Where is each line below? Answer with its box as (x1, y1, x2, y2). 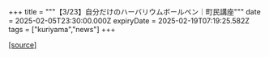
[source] (8, 40, 37, 50)
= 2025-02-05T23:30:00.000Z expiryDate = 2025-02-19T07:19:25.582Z (8, 16, 250, 26)
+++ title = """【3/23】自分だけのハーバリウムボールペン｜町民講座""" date (8, 7, 261, 16)
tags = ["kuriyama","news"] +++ (8, 25, 116, 34)
